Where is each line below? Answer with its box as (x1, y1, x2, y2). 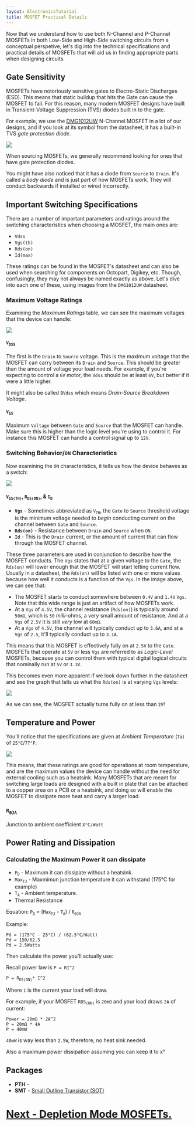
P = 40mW (6, 1027, 27, 1033)
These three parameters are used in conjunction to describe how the (6, 551, 171, 558)
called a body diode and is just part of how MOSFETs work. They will (6, 177, 172, 184)
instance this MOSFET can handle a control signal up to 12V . (6, 435, 150, 442)
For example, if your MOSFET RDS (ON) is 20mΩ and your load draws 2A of (6, 998, 176, 1006)
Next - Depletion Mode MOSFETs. (6, 1108, 172, 1121)
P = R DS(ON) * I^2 (6, 975, 46, 982)
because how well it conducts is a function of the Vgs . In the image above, (6, 575, 184, 582)
